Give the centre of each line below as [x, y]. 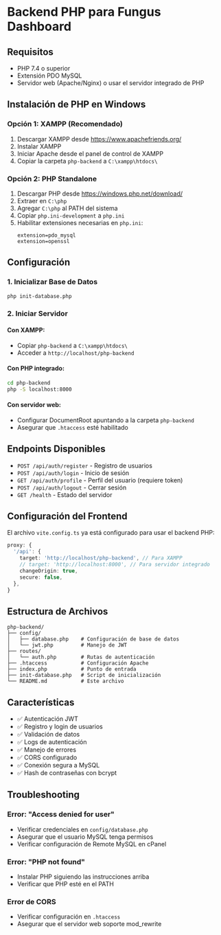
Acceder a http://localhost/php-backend [75, 353]
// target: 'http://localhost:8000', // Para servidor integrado [115, 565]
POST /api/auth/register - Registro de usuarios [85, 465]
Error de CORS [32, 901]
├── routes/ [24, 651]
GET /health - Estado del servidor [65, 494]
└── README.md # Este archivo [66, 681]
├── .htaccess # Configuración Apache [78, 663]
